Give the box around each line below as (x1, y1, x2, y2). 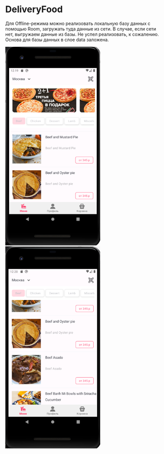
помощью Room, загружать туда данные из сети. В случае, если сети (5, 25, 156, 32)
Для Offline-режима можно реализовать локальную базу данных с (5, 20, 151, 26)
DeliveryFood (5, 4, 63, 15)
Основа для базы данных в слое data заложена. (5, 37, 109, 43)
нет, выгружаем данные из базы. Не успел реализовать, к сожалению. (5, 31, 159, 37)
